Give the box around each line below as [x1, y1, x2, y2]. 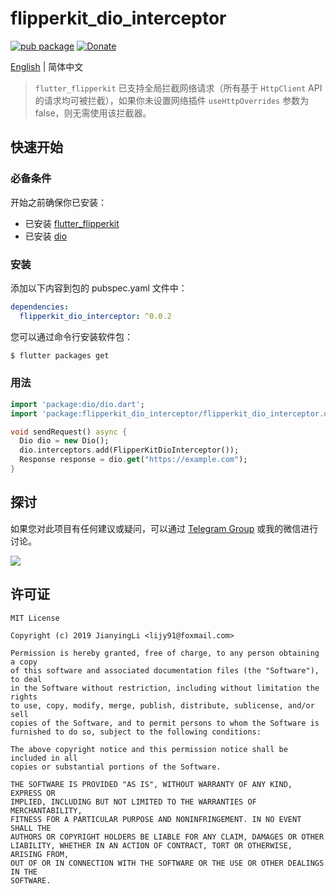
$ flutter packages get [10, 350, 110, 361]
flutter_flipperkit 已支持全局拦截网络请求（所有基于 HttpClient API [34, 82, 323, 94]
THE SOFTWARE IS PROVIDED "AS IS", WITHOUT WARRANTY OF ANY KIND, [10, 779, 293, 789]
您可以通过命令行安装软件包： [10, 330, 133, 342]
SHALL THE [10, 823, 52, 833]
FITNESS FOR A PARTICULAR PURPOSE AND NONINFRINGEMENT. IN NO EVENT [10, 814, 302, 824]
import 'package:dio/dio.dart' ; [10, 399, 145, 409]
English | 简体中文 [10, 60, 84, 72]
